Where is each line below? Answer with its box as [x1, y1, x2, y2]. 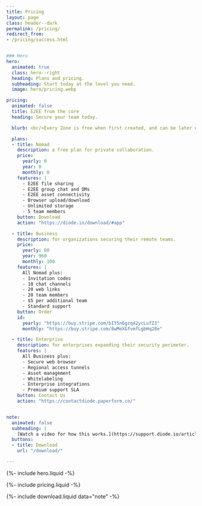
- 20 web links [22, 286, 61, 292]
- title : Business [11, 230, 58, 236]
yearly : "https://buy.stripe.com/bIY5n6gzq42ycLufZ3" [22, 320, 161, 326]
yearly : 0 [22, 158, 47, 164]
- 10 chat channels [22, 281, 71, 287]
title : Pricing [6, 8, 44, 15]
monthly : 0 [22, 169, 50, 175]
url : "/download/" [17, 448, 63, 454]
